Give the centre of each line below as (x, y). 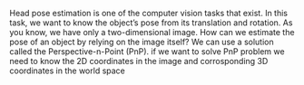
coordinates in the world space (67, 71)
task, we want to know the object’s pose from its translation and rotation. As (151, 23)
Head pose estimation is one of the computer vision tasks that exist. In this (149, 13)
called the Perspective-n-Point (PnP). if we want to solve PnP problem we (147, 52)
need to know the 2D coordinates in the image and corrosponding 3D (139, 61)
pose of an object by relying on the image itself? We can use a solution (142, 42)
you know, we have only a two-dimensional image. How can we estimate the (152, 32)
